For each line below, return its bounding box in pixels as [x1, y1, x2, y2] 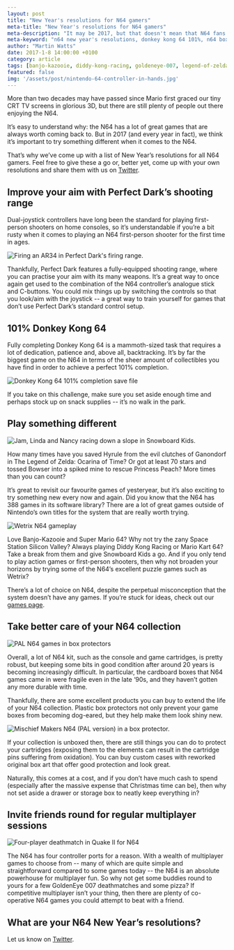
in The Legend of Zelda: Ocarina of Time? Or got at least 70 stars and [7, 457, 207, 465]
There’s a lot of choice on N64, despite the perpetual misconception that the [7, 585, 226, 594]
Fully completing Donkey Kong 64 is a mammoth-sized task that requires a [7, 341, 221, 349]
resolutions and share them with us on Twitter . [7, 166, 140, 175]
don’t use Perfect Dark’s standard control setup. [7, 302, 145, 311]
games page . [7, 600, 45, 608]
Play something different [7, 418, 117, 430]
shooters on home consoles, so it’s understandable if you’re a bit [29, 223, 214, 231]
